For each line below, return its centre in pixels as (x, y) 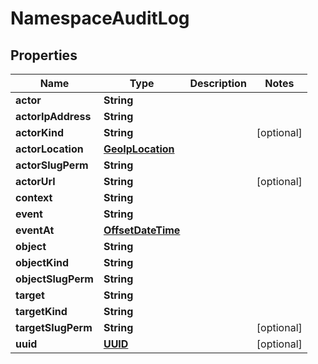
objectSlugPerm (54, 279)
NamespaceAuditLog (100, 18)
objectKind (42, 262)
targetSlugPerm (54, 327)
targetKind (41, 311)
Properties (44, 55)
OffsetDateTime (142, 230)
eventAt (35, 230)
